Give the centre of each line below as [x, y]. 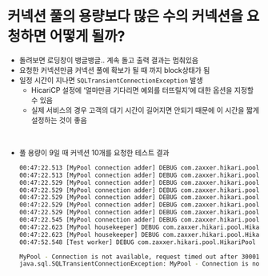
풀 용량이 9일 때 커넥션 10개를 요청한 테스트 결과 [94, 152]
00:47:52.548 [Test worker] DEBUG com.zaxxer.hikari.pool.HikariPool [138, 242]
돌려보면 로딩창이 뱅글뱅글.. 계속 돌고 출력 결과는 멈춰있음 [109, 60]
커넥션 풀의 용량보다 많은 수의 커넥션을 [126, 16]
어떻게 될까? [87, 36]
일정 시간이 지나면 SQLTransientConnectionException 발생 [111, 80]
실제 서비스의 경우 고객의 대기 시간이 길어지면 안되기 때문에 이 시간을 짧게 [145, 110]
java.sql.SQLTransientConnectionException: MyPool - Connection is [134, 264]
